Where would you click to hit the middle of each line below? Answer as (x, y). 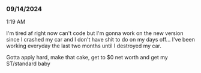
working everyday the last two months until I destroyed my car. (84, 46)
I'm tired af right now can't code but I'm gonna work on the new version (95, 33)
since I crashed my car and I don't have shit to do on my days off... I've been (100, 40)
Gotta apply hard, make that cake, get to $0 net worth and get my (87, 58)
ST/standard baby (28, 64)
